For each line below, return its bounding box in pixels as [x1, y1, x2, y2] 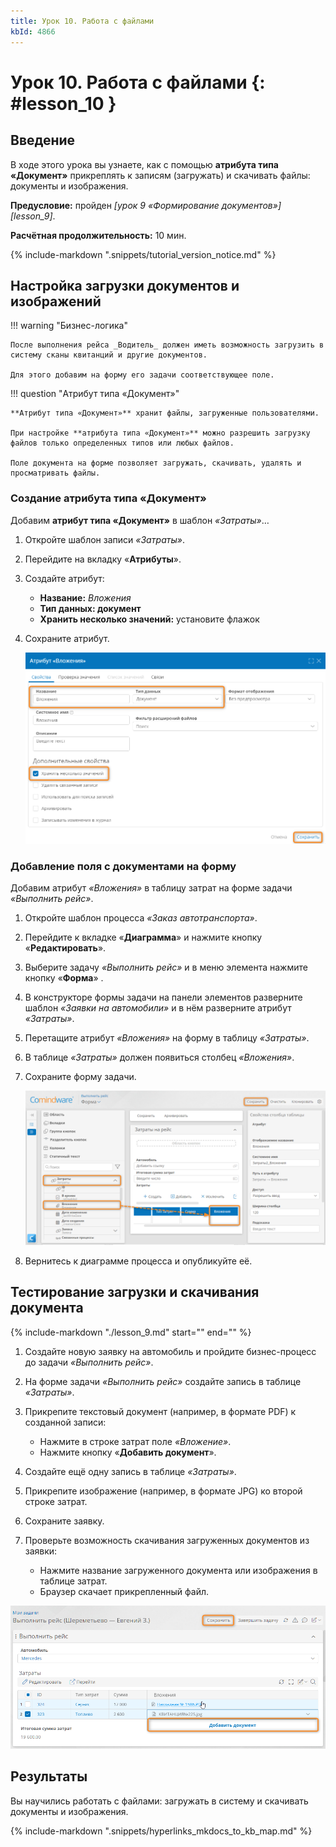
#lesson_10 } [10, 92, 117, 115]
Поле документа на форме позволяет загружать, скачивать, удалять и [10, 458, 302, 469]
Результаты [10, 1768, 88, 1785]
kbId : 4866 [10, 26, 56, 37]
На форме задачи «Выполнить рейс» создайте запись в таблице [24, 1375, 302, 1387]
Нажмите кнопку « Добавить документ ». [39, 1446, 217, 1458]
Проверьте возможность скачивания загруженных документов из [24, 1534, 310, 1546]
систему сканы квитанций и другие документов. [10, 350, 208, 360]
